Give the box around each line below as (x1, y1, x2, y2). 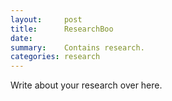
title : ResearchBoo (10, 24, 114, 34)
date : (10, 33, 33, 43)
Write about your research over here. (10, 79, 163, 91)
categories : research (10, 52, 101, 62)
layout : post (10, 14, 83, 25)
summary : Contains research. (10, 42, 145, 53)
